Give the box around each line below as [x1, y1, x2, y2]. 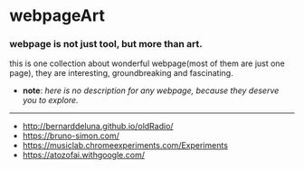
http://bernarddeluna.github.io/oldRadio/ [22, 121, 174, 132]
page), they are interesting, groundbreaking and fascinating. [9, 68, 233, 79]
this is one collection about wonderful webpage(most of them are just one [9, 58, 285, 69]
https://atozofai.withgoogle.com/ [22, 150, 145, 161]
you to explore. [22, 95, 79, 106]
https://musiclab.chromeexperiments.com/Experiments [22, 140, 229, 151]
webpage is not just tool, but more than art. [9, 38, 203, 51]
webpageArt [9, 5, 106, 26]
